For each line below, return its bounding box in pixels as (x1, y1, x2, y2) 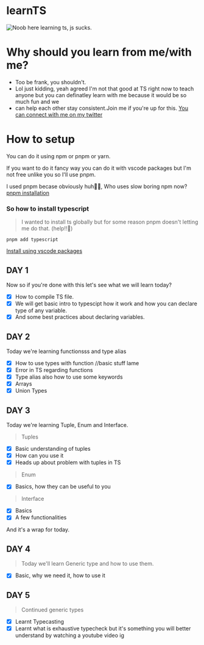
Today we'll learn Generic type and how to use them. (21, 560, 154, 567)
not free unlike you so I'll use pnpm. (6, 170, 96, 178)
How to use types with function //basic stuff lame (15, 359, 139, 366)
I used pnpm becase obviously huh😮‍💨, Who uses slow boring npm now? (6, 183, 188, 190)
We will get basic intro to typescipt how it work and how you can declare (15, 300, 198, 307)
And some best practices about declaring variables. (15, 313, 145, 321)
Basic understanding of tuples (15, 445, 91, 453)
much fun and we (15, 98, 60, 105)
